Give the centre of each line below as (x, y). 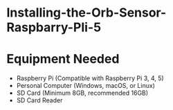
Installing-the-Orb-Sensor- (86, 13)
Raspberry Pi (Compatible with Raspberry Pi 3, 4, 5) (90, 78)
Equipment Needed (63, 59)
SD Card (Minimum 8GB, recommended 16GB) (82, 93)
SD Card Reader (39, 100)
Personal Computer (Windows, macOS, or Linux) (85, 86)
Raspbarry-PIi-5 (54, 27)
